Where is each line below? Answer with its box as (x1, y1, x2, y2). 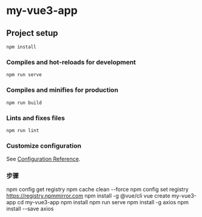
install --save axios (6, 205, 54, 213)
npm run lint (6, 127, 39, 134)
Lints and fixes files (6, 114, 66, 122)
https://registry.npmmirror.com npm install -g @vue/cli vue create (6, 192, 171, 199)
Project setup (6, 28, 59, 38)
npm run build (6, 100, 42, 106)
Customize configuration (6, 141, 82, 150)
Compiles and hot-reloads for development (6, 58, 136, 66)
